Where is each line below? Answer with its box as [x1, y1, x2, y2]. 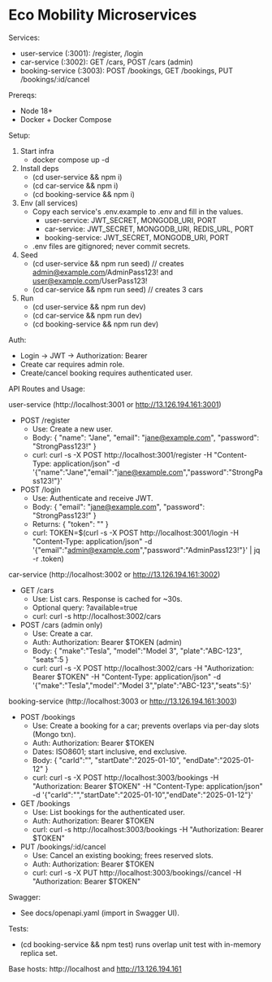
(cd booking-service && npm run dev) [32, 319, 159, 329]
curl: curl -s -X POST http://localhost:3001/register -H [32, 449, 213, 459]
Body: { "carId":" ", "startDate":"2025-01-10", [32, 755, 181, 765]
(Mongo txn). [32, 729, 76, 739]
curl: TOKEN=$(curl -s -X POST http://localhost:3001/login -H [32, 528, 240, 537]
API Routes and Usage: [8, 384, 85, 393]
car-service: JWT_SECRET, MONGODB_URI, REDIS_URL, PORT [44, 224, 254, 234]
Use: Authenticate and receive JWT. [32, 493, 153, 502]
